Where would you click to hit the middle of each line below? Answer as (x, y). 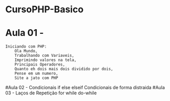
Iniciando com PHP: (26, 47)
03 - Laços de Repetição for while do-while (51, 93)
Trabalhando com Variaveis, (44, 56)
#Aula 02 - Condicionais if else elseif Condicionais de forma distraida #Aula (85, 88)
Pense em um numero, (36, 74)
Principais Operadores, (40, 65)
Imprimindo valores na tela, (46, 60)
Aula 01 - (25, 33)
